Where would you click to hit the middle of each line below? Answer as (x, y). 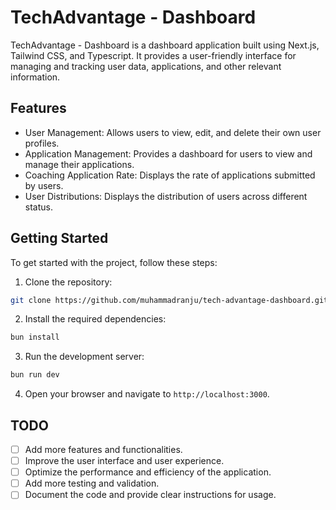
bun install (35, 337)
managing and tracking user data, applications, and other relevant (146, 66)
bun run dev (35, 375)
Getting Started (59, 238)
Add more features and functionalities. (103, 449)
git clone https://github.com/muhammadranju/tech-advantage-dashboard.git (169, 300)
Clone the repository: (68, 282)
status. (38, 207)
